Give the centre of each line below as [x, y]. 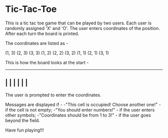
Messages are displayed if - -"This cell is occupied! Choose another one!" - [83, 104]
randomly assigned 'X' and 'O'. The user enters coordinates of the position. [82, 28]
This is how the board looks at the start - [47, 62]
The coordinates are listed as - [37, 43]
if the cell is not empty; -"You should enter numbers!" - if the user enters [80, 110]
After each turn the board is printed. [42, 33]
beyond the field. [22, 120]
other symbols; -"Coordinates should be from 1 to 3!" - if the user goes [78, 115]
